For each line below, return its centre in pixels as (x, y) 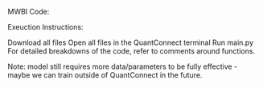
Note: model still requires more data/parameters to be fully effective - (123, 66)
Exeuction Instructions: (45, 27)
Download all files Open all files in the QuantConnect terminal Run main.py (131, 42)
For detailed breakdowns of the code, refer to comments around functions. (131, 51)
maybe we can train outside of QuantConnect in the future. (105, 75)
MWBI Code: (29, 12)
